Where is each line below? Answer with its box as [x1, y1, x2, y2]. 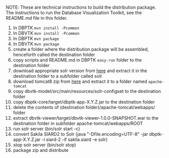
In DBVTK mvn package [13, 41, 59, 47]
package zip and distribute [13, 147, 69, 153]
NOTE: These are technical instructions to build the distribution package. [6, 5, 156, 10]
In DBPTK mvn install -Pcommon [13, 25, 79, 31]
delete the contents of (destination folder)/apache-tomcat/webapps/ [13, 104, 155, 110]
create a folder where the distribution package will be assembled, [13, 46, 149, 52]
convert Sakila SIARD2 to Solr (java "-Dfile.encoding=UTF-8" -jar [13, 131, 148, 137]
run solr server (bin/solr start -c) [13, 126, 80, 132]
